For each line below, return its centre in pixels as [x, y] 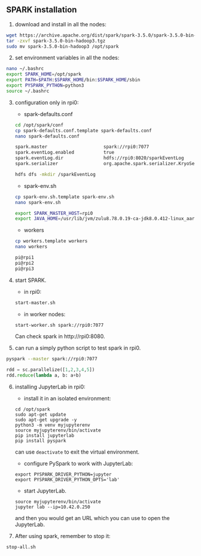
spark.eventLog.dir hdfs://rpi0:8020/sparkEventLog [99, 158]
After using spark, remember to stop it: [63, 536]
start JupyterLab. [45, 491]
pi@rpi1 [24, 258]
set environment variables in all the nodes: [67, 58]
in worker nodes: [45, 314]
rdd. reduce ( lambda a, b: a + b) [44, 376]
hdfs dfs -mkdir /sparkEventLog [55, 174]
